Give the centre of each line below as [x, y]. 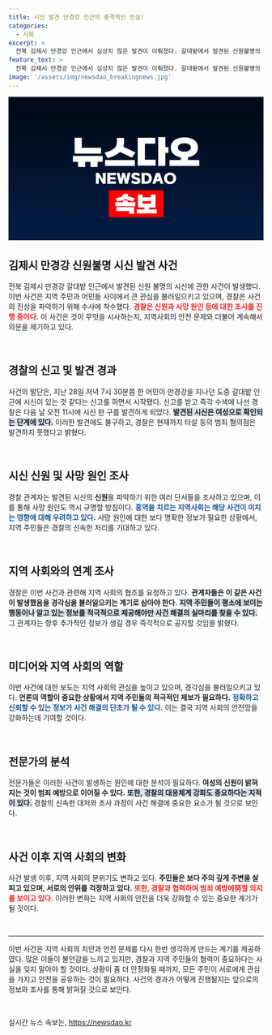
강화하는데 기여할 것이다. [47, 718]
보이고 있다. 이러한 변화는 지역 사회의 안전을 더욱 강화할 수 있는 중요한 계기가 [137, 898]
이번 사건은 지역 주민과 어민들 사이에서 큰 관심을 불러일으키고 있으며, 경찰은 [127, 297]
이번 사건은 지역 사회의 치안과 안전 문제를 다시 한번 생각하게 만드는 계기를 [124, 948]
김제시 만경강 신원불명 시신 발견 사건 [93, 265]
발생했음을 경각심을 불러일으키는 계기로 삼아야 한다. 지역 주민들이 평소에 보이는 [140, 602]
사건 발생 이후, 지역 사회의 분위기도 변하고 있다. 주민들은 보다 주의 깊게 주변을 [130, 878]
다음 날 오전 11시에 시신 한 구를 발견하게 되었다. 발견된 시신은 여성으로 [132, 412]
